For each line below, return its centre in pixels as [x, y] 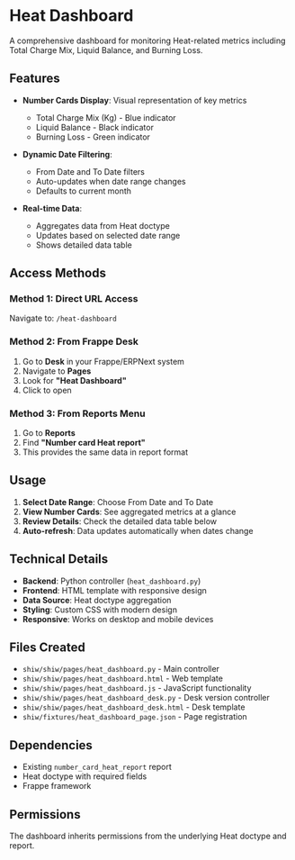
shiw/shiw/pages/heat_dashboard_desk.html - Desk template [134, 707]
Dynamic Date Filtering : [67, 154]
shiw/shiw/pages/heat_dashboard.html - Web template [122, 679]
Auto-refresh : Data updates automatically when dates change [138, 530]
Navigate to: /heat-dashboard [63, 318]
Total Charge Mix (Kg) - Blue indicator [106, 117]
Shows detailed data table [84, 245]
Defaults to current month [84, 191]
